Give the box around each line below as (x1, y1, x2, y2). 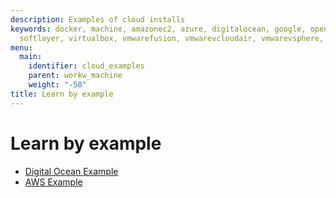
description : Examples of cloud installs (10, 14, 186, 25)
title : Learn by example (10, 89, 114, 99)
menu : (10, 42, 33, 53)
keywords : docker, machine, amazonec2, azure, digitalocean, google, (10, 24, 307, 34)
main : (19, 52, 43, 62)
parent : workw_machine (28, 71, 123, 81)
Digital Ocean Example (24, 165, 119, 177)
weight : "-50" (28, 80, 87, 90)
